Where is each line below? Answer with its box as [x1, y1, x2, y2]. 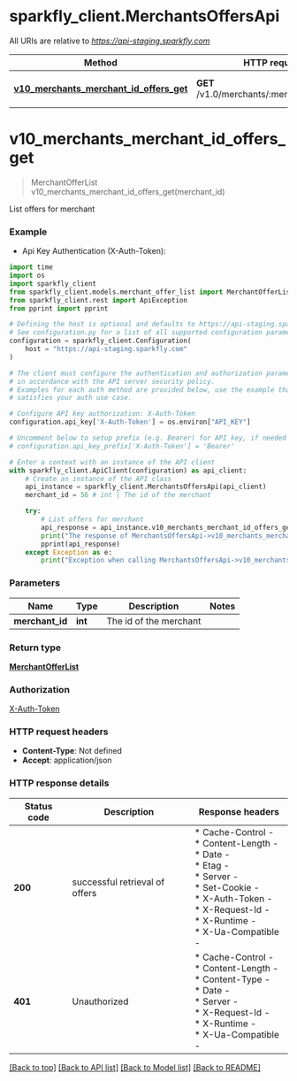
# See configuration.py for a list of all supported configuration [9, 328, 263, 337]
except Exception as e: [25, 548, 113, 556]
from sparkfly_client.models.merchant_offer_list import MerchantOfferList [9, 287, 294, 296]
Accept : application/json [21, 755, 112, 766]
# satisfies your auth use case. [9, 394, 133, 402]
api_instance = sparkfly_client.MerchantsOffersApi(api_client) [25, 482, 267, 492]
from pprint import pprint [9, 303, 109, 313]
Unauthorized [72, 995, 129, 1008]
